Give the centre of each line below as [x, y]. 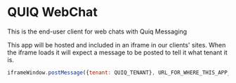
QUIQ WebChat [53, 12]
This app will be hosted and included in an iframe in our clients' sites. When [117, 45]
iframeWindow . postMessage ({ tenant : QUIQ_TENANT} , [81, 73]
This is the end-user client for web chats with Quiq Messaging [97, 31]
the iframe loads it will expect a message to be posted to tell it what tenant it [118, 52]
